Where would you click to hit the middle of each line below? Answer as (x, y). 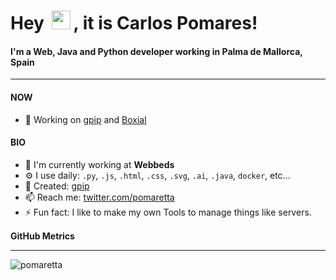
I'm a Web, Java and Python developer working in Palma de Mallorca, (156, 51)
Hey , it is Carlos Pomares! (134, 23)
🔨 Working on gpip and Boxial (85, 119)
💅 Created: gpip (57, 186)
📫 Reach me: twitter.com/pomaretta (99, 197)
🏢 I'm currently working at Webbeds (99, 164)
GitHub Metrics (42, 236)
